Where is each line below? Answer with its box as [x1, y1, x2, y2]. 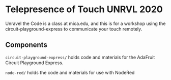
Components [5, 41, 47, 49]
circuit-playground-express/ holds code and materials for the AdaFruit [5, 54, 155, 60]
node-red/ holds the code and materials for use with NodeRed [5, 69, 135, 75]
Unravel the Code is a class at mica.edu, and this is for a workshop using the [5, 20, 166, 26]
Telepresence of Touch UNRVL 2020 [5, 4, 163, 15]
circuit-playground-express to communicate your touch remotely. [5, 25, 142, 32]
